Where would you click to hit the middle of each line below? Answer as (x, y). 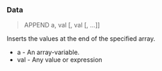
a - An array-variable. (48, 52)
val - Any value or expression (59, 60)
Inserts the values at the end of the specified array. (81, 39)
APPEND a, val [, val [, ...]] (62, 25)
